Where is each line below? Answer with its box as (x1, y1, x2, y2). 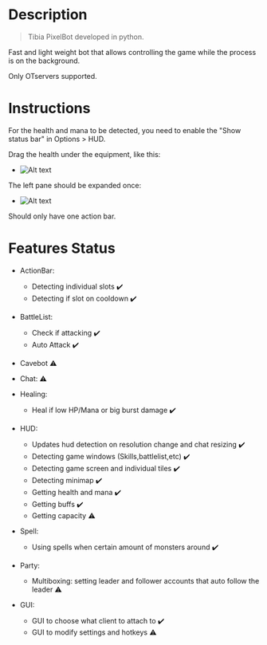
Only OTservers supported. (8, 71, 97, 81)
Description (8, 6, 88, 24)
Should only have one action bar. (8, 211, 116, 221)
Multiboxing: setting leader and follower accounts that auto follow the (31, 576, 260, 585)
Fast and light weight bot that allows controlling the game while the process (8, 47, 257, 57)
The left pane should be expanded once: (8, 180, 142, 190)
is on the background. (8, 56, 80, 65)
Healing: (19, 389, 48, 399)
